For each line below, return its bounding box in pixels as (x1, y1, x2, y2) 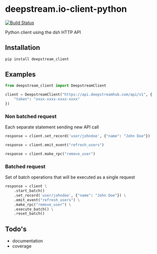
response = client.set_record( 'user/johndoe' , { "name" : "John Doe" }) (5, 134, 151, 139)
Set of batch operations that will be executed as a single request (5, 174, 135, 180)
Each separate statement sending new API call (5, 124, 99, 130)
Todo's (5, 225, 27, 233)
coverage (12, 243, 32, 249)
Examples (5, 70, 36, 79)
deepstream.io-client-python (5, 3, 127, 15)
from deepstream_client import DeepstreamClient (5, 83, 106, 88)
